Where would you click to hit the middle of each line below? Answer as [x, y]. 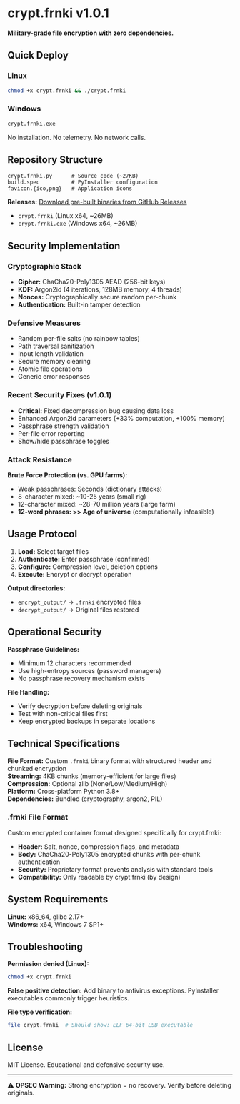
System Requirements [58, 899]
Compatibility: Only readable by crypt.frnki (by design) [99, 877]
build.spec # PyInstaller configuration [83, 183]
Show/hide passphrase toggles [63, 441]
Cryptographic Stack [45, 266]
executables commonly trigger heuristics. [69, 998]
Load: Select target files [53, 551]
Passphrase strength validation [63, 426]
